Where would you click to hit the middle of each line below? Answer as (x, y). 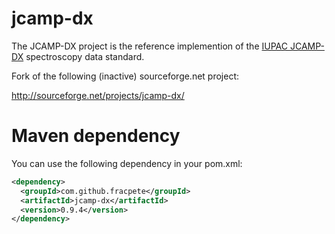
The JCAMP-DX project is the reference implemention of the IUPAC (149, 46)
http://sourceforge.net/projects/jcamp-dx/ (98, 95)
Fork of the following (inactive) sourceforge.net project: (125, 76)
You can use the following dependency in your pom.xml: (127, 163)
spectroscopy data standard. (85, 56)
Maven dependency (96, 136)
